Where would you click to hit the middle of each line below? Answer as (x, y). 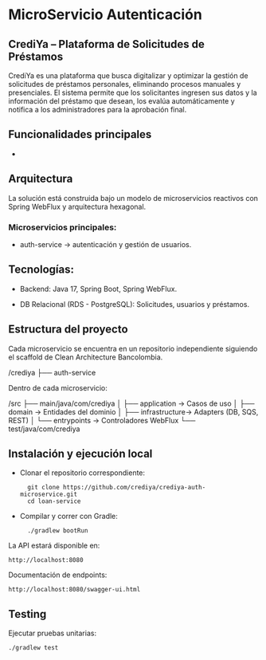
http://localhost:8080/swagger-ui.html (74, 590)
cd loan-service (54, 501)
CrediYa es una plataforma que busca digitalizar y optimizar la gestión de (128, 76)
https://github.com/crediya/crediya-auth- (134, 488)
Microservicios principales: (63, 227)
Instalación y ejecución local (80, 453)
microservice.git (49, 495)
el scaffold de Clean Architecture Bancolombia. (86, 357)
